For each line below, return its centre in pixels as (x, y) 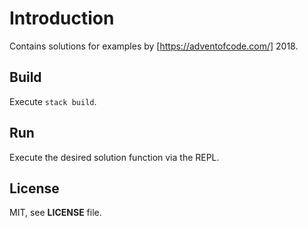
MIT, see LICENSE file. (55, 213)
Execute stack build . (53, 101)
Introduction (62, 18)
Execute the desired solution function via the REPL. (114, 157)
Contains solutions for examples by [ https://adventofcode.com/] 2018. (154, 46)
